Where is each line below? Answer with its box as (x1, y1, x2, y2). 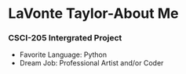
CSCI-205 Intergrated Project (8, 33, 122, 44)
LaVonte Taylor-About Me (8, 5, 179, 23)
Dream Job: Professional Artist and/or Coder (19, 58, 164, 68)
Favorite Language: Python (19, 50, 108, 59)
